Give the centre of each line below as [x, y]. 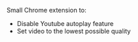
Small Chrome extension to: [47, 10]
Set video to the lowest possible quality [74, 31]
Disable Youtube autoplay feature [65, 23]
